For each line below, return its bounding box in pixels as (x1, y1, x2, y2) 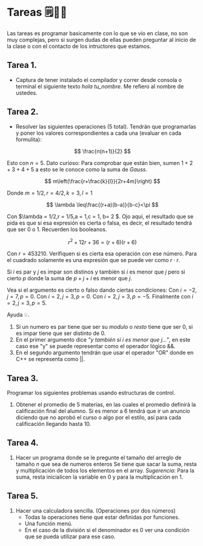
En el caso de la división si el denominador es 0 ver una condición (24, 526, 190, 533)
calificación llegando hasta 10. (15, 420, 92, 428)
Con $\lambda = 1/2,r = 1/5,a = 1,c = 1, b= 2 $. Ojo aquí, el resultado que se (7, 212, 194, 220)
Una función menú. (24, 520, 73, 527)
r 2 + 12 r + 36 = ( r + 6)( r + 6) (68, 237, 137, 246)
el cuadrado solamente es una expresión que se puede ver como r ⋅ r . (7, 257, 181, 264)
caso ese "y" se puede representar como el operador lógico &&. (15, 343, 176, 350)
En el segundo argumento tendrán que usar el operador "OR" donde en (15, 349, 194, 356)
